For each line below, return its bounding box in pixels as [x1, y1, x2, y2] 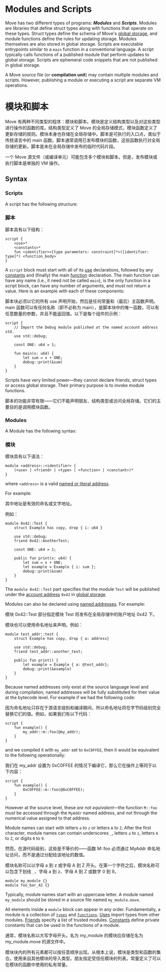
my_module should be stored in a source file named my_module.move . [5, 897, 141, 903]
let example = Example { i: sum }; [23, 564, 96, 569]
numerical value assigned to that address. [5, 815, 90, 821]
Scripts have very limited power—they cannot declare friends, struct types [5, 377, 157, 383]
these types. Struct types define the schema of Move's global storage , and [5, 30, 158, 36]
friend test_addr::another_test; [14, 649, 83, 654]
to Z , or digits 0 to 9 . [5, 835, 45, 841]
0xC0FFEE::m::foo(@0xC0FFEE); [23, 787, 85, 792]
